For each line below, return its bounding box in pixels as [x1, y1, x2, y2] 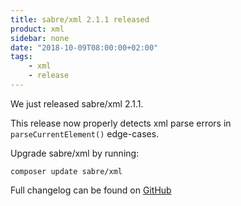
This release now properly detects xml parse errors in [10, 117, 232, 129]
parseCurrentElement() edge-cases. [10, 127, 160, 140]
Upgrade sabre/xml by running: [10, 147, 140, 159]
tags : [10, 52, 33, 62]
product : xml [10, 24, 65, 34]
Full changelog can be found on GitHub [10, 184, 172, 196]
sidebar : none [10, 33, 70, 43]
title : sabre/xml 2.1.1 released [10, 14, 150, 25]
